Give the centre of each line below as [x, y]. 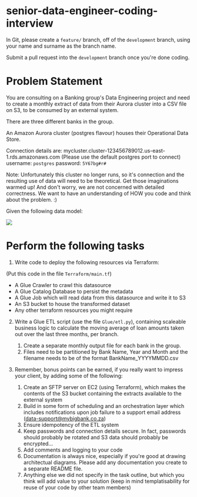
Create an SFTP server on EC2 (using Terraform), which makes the [104, 387]
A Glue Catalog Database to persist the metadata [74, 291]
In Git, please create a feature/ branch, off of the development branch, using [98, 40]
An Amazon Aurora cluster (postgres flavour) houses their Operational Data [97, 133]
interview [30, 23]
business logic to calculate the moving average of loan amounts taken [99, 328]
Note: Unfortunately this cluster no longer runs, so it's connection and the [95, 175]
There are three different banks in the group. [60, 121]
